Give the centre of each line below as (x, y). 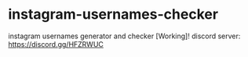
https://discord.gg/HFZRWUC (56, 44)
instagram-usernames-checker (113, 14)
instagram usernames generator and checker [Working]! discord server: (124, 36)
